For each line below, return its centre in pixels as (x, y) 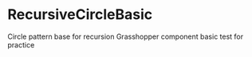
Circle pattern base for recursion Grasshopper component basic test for (126, 36)
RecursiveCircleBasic (80, 15)
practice (21, 44)
